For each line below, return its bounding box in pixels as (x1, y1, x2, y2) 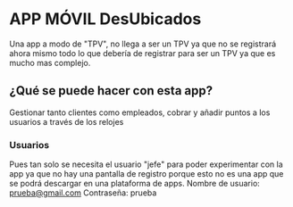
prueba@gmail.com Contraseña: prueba (9, 187, 157, 198)
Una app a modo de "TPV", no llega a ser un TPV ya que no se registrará (9, 38, 277, 49)
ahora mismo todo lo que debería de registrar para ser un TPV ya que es (9, 47, 276, 58)
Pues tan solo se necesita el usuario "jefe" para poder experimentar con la (9, 159, 283, 170)
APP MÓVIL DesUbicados (9, 9, 202, 29)
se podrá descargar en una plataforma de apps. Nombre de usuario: (9, 178, 261, 189)
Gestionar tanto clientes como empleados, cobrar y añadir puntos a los (9, 107, 271, 118)
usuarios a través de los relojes (9, 116, 124, 127)
